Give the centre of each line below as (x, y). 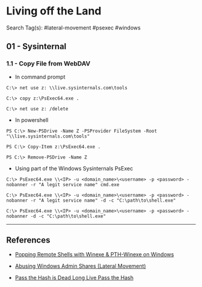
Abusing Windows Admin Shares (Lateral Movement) (80, 266)
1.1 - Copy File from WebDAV (48, 64)
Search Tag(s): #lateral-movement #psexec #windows (74, 28)
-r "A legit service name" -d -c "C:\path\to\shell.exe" (103, 200)
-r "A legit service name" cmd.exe (75, 184)
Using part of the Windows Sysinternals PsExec (74, 168)
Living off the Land (54, 11)
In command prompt (40, 77)
